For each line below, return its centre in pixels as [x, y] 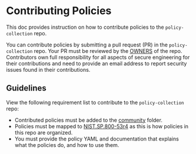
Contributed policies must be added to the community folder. [89, 120]
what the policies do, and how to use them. [67, 145]
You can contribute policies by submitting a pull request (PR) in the [87, 45]
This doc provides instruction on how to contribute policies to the [85, 27]
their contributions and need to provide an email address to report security [97, 63]
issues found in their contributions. [48, 69]
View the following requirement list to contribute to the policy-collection [95, 102]
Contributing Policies [59, 11]
